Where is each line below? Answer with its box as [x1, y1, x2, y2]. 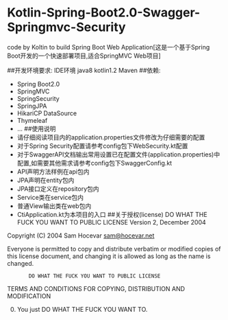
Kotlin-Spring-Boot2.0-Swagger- [7, 5, 201, 21]
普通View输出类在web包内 [16, 201, 92, 210]
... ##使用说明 [16, 124, 56, 133]
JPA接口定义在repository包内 [16, 184, 99, 193]
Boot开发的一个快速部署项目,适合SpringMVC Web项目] [7, 52, 161, 60]
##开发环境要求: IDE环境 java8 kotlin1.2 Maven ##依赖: [7, 66, 161, 74]
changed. [7, 259, 34, 267]
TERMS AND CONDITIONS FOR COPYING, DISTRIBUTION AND [7, 284, 186, 293]
